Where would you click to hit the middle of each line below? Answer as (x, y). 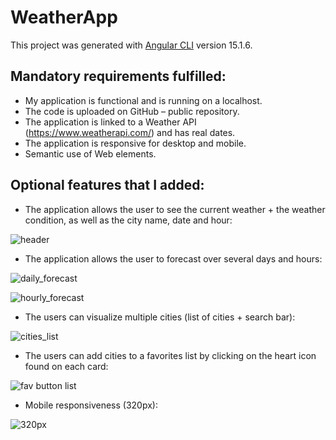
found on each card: (66, 366)
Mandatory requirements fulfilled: (118, 76)
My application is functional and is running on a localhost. (143, 100)
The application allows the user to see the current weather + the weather (175, 209)
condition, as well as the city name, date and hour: (128, 220)
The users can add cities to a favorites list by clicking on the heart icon (170, 355)
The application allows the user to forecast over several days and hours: (173, 258)
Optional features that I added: (107, 185)
